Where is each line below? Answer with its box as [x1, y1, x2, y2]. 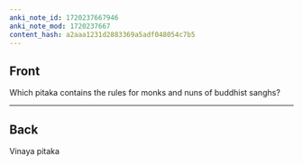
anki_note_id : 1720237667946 [9, 13, 119, 23]
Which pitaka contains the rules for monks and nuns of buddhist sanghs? [9, 87, 281, 98]
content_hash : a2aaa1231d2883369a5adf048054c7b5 [9, 30, 196, 39]
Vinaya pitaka [9, 146, 60, 156]
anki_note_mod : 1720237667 [9, 22, 111, 31]
